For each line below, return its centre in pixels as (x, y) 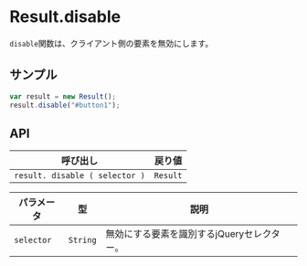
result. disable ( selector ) (80, 176)
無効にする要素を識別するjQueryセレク (188, 234)
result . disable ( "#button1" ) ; (65, 105)
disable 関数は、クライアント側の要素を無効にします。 (111, 43)
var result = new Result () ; (63, 96)
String (83, 240)
